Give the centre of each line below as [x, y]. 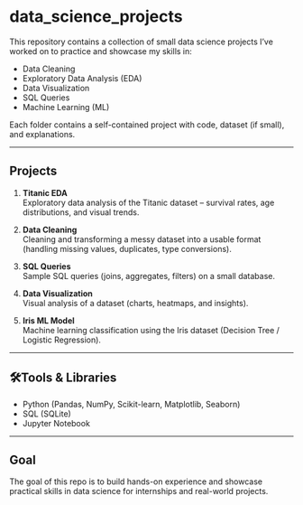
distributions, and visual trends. [81, 212]
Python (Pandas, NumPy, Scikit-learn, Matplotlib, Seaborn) [131, 404]
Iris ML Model [48, 320]
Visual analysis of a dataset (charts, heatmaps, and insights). [135, 303]
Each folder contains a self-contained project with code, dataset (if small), [147, 125]
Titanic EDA [45, 192]
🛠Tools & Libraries [63, 378]
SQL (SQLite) [47, 414]
